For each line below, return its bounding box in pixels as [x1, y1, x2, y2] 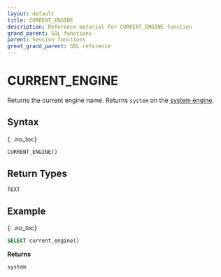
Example [7, 205, 46, 217]
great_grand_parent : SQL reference [7, 43, 111, 50]
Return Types [7, 168, 68, 180]
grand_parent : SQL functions [7, 29, 92, 37]
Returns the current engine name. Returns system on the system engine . [7, 96, 215, 104]
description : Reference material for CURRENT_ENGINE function [7, 23, 192, 30]
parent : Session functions [7, 36, 86, 43]
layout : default [7, 10, 55, 17]
